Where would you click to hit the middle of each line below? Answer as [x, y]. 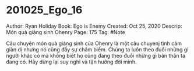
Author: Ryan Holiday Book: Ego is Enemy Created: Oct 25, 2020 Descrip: [94, 26]
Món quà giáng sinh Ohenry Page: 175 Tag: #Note [66, 32]
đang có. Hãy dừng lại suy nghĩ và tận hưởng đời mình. [71, 62]
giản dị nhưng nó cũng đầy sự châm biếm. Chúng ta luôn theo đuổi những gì [97, 49]
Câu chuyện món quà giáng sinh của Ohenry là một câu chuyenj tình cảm [94, 43]
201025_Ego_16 [44, 10]
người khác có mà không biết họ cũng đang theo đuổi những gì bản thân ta [96, 55]
